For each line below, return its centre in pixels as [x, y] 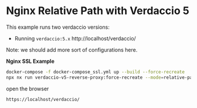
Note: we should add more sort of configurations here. [72, 50]
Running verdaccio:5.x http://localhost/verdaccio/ [75, 38]
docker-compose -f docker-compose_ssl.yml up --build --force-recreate [95, 72]
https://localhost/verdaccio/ [43, 99]
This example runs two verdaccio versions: [58, 27]
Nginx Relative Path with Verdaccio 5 [98, 11]
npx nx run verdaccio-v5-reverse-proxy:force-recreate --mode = [85, 77]
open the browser [28, 89]
